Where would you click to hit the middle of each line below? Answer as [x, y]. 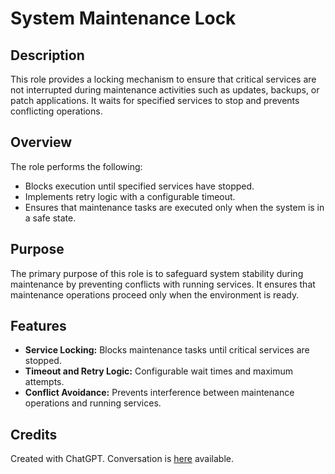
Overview [41, 142]
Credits [34, 434]
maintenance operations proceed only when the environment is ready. [155, 294]
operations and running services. [93, 403]
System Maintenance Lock [123, 18]
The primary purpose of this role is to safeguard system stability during [157, 273]
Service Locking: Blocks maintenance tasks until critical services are [167, 350]
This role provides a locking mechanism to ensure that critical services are [163, 79]
